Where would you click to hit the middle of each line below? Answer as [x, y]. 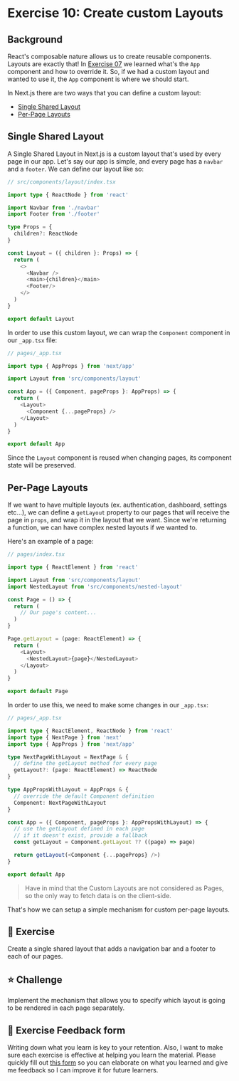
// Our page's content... [59, 613]
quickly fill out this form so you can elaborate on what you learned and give [118, 1062]
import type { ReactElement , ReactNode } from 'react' [90, 731]
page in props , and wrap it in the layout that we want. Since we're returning [117, 520]
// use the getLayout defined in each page [79, 829]
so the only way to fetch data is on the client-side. [98, 895]
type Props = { [30, 227]
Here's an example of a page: [51, 542]
